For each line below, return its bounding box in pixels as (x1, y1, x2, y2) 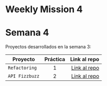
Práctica (44, 56, 66, 63)
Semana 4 (5, 27, 50, 39)
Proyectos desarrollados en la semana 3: (5, 44, 91, 50)
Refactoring (8, 65, 37, 71)
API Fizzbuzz (8, 73, 40, 79)
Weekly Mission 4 (5, 4, 83, 15)
